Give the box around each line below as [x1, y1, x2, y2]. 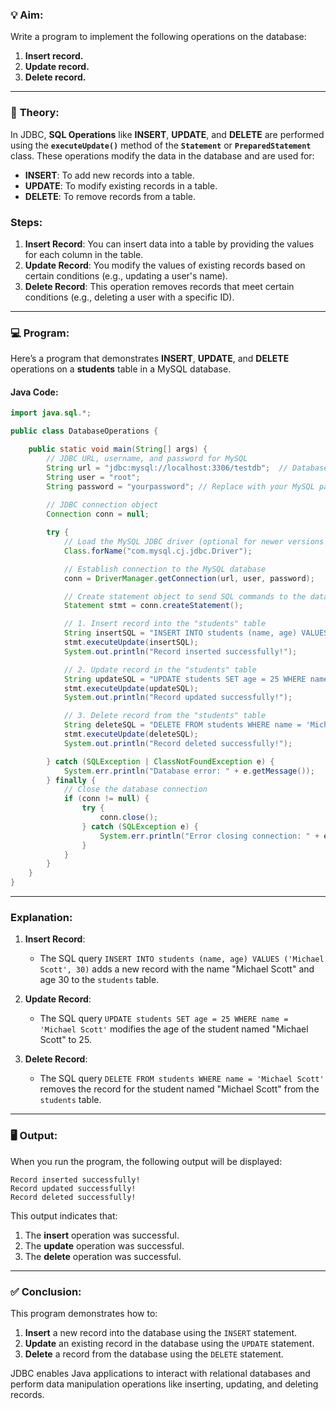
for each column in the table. [24, 248, 144, 260]
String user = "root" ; [46, 472, 141, 482]
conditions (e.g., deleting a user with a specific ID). [24, 291, 235, 303]
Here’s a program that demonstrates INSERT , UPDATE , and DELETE [10, 353, 290, 365]
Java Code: [10, 386, 59, 398]
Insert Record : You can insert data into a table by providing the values [24, 238, 315, 250]
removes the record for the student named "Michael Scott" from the [39, 1083, 320, 1095]
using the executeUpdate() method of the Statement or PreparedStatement [10, 139, 312, 151]
